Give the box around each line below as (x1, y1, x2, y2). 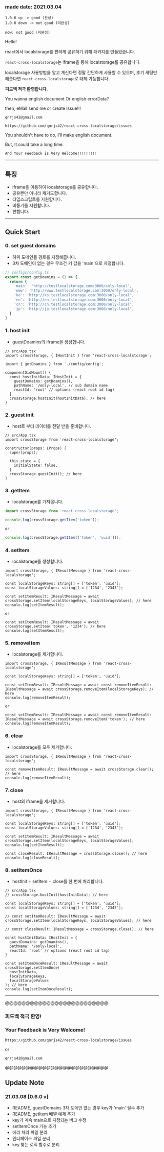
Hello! (5, 39, 17, 45)
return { (9, 279, 27, 284)
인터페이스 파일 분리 (12, 1135, 50, 1142)
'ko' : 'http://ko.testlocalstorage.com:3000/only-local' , (14, 293, 134, 298)
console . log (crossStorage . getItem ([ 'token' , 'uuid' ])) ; (5, 535, 121, 540)
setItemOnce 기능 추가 (12, 1123, 57, 1129)
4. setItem (5, 547, 30, 553)
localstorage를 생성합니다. (12, 558, 63, 564)
